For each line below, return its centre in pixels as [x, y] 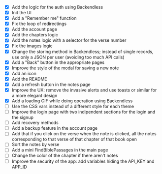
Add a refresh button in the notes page [51, 84]
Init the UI [21, 13]
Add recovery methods [35, 123]
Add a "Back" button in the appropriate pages [58, 62]
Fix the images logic [32, 46]
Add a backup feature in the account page [55, 128]
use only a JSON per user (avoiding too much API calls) [68, 57]
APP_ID [19, 167]
